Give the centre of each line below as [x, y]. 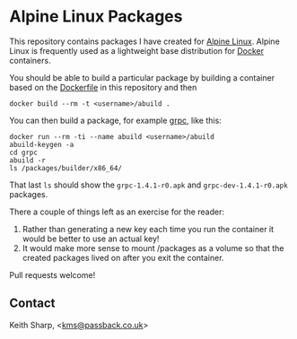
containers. [30, 60]
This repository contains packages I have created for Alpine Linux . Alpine [144, 41]
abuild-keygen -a [42, 144]
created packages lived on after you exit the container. [123, 257]
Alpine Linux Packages [96, 17]
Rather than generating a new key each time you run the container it [148, 229]
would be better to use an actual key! [91, 239]
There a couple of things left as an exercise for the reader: [117, 212]
